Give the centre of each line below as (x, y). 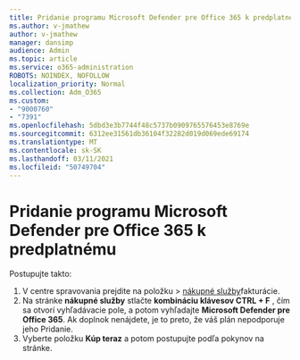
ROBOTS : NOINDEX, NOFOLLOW (59, 76)
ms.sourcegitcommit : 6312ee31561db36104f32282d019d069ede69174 (129, 134)
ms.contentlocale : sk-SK (55, 150)
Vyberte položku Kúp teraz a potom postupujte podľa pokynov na (143, 339)
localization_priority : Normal (67, 84)
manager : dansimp (42, 42)
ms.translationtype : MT (54, 142)
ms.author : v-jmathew (50, 26)
